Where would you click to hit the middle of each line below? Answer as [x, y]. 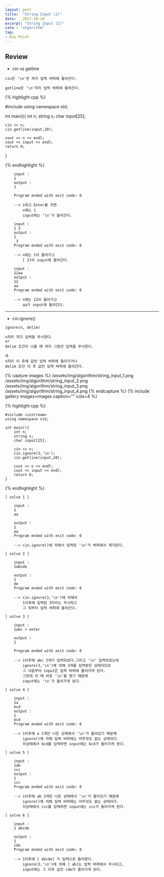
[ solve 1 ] [17, 497]
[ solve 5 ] [17, 753]
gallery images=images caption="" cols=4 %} [51, 396]
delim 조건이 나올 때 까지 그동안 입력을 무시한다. [49, 346]
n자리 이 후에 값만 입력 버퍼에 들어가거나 [41, 361]
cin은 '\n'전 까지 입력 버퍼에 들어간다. [41, 78]
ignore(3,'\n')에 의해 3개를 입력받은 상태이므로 [67, 665]
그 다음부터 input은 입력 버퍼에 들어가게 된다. [64, 671]
